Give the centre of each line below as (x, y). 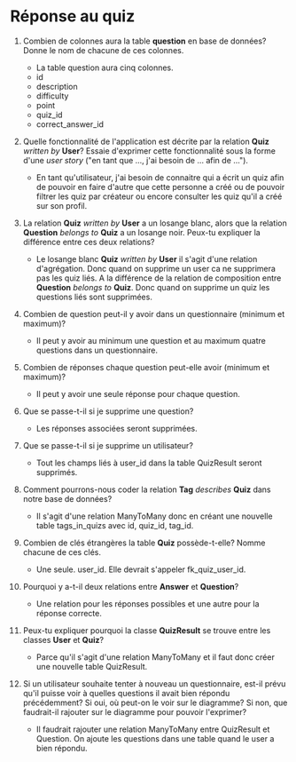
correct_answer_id (70, 124)
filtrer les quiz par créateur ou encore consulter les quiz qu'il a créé (159, 196)
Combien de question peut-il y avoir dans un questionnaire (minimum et (154, 314)
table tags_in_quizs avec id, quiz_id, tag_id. (115, 525)
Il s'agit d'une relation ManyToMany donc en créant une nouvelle (154, 516)
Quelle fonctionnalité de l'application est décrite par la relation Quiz (146, 141)
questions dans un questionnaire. (97, 350)
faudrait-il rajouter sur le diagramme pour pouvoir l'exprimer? (135, 711)
